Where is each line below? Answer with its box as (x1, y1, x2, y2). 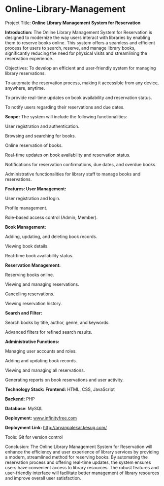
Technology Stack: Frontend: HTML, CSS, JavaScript (5, 386, 115, 392)
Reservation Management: (5, 262, 61, 268)
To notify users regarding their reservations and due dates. (5, 104, 125, 110)
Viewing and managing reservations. (5, 281, 80, 287)
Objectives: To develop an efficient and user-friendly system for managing (5, 65, 156, 71)
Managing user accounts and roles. (5, 348, 77, 354)
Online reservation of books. (5, 142, 63, 148)
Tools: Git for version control (5, 434, 63, 440)
